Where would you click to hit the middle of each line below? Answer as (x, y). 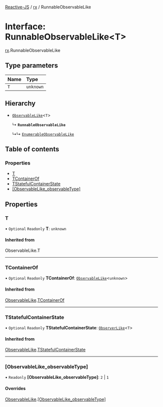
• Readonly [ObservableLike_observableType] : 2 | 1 (57, 377)
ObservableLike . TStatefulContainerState (45, 350)
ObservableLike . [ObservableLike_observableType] (55, 399)
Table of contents (32, 149)
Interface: (25, 27)
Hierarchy (20, 104)
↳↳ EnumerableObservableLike (43, 134)
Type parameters (32, 66)
